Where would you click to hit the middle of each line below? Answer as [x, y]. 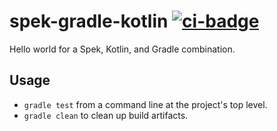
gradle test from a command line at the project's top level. [145, 104]
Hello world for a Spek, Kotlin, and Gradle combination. [122, 49]
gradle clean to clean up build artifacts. [106, 115]
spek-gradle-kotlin [89, 21]
